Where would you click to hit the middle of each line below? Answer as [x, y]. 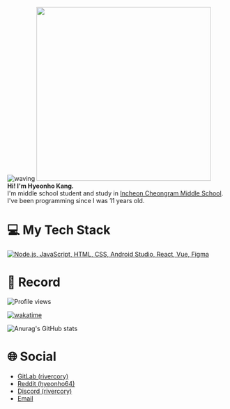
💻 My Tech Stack [59, 230]
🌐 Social [32, 356]
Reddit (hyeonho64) [46, 383]
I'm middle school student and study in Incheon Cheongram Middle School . [115, 193]
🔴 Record [34, 282]
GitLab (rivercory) [43, 376]
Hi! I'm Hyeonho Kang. [41, 186]
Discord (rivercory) [45, 391]
